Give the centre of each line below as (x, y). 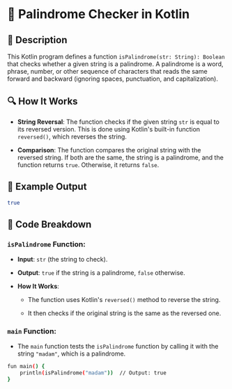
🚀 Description (37, 40)
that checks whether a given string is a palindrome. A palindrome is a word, (116, 64)
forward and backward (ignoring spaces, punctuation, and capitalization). (113, 79)
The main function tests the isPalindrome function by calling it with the (118, 347)
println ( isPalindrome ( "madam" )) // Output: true (93, 373)
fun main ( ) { (26, 367)
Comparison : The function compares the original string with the (109, 150)
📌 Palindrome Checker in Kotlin (99, 14)
